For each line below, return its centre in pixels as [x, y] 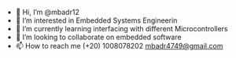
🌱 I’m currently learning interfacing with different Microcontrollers [122, 29]
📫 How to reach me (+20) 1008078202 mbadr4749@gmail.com [119, 46]
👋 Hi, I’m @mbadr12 [48, 12]
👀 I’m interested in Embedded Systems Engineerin [96, 20]
